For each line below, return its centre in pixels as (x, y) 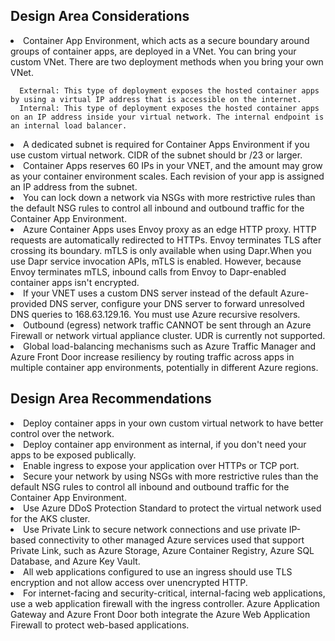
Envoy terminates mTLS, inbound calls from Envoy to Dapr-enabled (148, 271)
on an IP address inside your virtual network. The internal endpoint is (167, 117)
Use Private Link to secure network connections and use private (155, 529)
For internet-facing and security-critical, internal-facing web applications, (174, 593)
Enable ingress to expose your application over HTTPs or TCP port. (161, 465)
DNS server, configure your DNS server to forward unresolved (177, 303)
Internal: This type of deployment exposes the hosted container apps (169, 108)
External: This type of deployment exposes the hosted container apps (169, 90)
